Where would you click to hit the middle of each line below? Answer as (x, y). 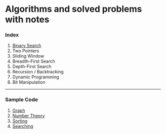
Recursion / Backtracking (38, 72)
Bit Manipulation (29, 82)
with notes (27, 19)
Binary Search (27, 46)
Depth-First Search (32, 67)
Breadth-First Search (34, 61)
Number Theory (29, 116)
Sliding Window (28, 56)
